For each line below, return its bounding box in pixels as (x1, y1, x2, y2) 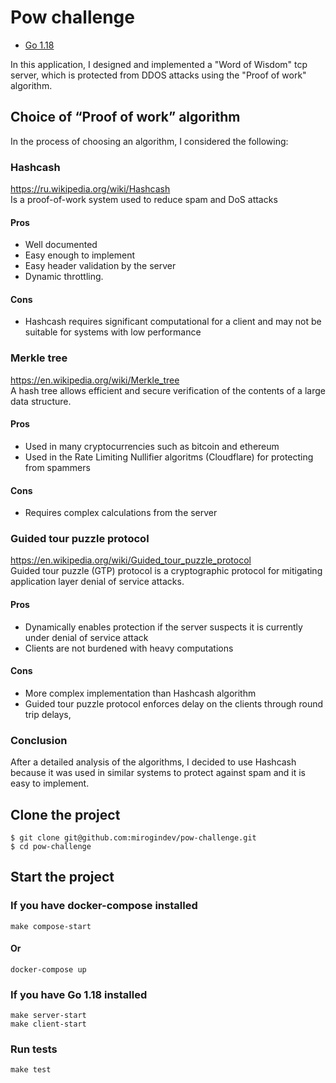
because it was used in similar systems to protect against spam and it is (10, 767, 307, 779)
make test (10, 1065, 52, 1075)
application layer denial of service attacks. (10, 576, 185, 588)
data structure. (10, 395, 72, 407)
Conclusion (10, 733, 68, 747)
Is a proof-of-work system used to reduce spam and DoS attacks (10, 194, 278, 206)
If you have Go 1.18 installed (10, 987, 148, 1001)
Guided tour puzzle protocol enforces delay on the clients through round (24, 697, 324, 710)
